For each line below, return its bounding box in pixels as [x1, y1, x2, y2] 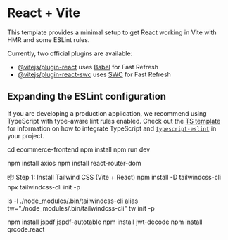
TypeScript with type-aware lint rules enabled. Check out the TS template [7, 116, 221, 125]
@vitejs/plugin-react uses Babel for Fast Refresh [17, 62, 159, 71]
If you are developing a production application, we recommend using [7, 109, 207, 117]
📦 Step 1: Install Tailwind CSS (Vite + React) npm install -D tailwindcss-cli [7, 173, 222, 181]
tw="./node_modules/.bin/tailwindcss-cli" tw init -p [7, 204, 155, 212]
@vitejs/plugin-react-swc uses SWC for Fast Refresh [17, 70, 171, 79]
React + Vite [7, 5, 81, 21]
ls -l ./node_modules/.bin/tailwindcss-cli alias [7, 196, 139, 205]
